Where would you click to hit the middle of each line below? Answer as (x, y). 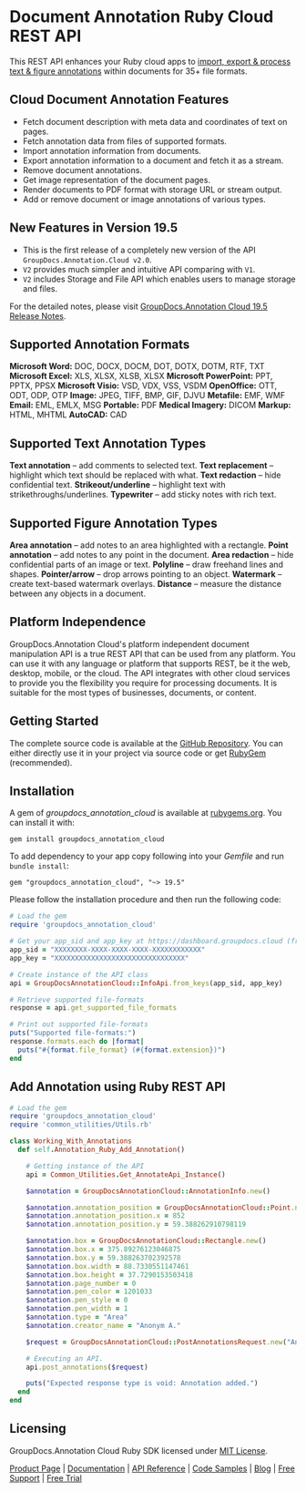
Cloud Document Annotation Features (119, 100)
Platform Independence (78, 622)
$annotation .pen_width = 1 (77, 1309)
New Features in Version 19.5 (94, 228)
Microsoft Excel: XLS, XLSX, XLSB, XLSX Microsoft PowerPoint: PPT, (141, 376)
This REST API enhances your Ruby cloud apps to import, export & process (150, 61)
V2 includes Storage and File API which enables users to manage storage (159, 279)
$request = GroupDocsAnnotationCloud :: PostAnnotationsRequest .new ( (156, 1342)
